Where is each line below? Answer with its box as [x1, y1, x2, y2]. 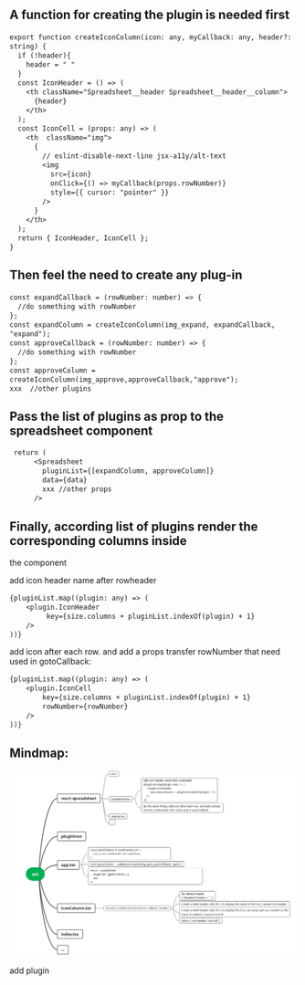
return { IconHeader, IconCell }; [17, 233, 149, 243]
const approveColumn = [9, 365, 96, 375]
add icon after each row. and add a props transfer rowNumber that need [9, 646, 281, 657]
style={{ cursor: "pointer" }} [49, 187, 170, 197]
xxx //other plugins [9, 383, 92, 393]
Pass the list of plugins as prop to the [9, 409, 225, 424]
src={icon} [49, 169, 92, 179]
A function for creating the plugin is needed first [9, 7, 290, 23]
